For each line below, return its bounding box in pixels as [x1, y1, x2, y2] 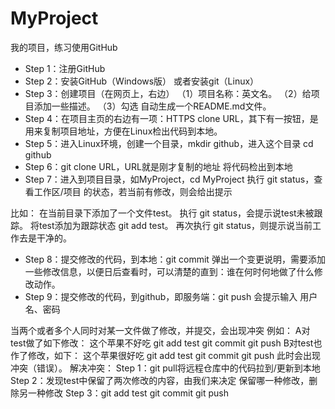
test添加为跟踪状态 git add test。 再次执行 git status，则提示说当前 [38, 219, 313, 231]
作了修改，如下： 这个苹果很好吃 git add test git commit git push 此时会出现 [10, 349, 322, 361]
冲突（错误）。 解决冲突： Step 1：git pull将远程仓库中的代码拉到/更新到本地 [10, 362, 321, 374]
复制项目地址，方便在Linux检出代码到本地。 [42, 125, 223, 137]
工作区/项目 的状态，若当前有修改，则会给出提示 [33, 185, 233, 197]
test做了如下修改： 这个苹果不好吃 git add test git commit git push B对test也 [10, 337, 323, 349]
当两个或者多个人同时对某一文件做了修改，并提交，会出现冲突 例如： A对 [10, 324, 311, 336]
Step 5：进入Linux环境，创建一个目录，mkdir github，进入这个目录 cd [24, 137, 314, 149]
